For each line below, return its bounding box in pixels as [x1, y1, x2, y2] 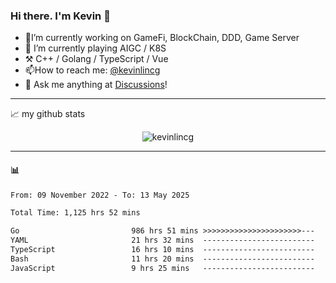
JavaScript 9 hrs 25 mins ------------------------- [10, 263, 315, 273]
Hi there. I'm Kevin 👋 [10, 9, 111, 23]
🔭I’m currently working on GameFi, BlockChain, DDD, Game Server [24, 32, 300, 44]
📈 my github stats [10, 108, 86, 120]
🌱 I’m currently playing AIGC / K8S [24, 42, 167, 54]
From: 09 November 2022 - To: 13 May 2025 [10, 190, 190, 200]
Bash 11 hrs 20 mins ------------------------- [10, 254, 315, 264]
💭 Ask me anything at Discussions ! [24, 79, 168, 91]
